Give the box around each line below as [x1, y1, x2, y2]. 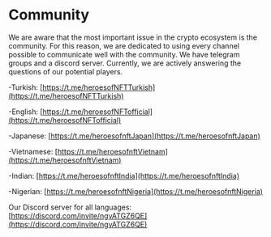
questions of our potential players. [8, 66, 123, 76]
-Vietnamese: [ [8, 146, 58, 156]
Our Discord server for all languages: [8, 202, 132, 212]
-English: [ [8, 107, 43, 116]
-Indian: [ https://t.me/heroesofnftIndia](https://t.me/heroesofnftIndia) [8, 171, 240, 180]
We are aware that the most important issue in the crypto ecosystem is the [8, 32, 258, 42]
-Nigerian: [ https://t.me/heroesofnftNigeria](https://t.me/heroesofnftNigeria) [8, 186, 264, 196]
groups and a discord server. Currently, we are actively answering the [8, 58, 242, 68]
